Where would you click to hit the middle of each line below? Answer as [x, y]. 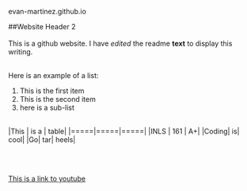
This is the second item [58, 99]
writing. [21, 52]
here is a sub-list [47, 107]
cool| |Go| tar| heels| [42, 140]
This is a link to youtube [47, 178]
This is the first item [52, 91]
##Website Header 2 [42, 26]
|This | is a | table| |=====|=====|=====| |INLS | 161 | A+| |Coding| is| [124, 131]
